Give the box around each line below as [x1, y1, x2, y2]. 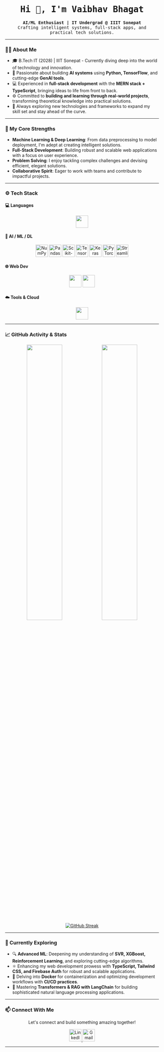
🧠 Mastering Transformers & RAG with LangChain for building [12, 984, 138, 990]
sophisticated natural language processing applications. [12, 989, 125, 995]
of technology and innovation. [12, 65, 73, 71]
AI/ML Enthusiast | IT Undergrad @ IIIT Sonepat [22, 20, 142, 26]
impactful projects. [12, 173, 50, 179]
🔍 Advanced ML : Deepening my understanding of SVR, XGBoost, [12, 951, 145, 957]
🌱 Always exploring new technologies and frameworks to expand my [12, 104, 150, 109]
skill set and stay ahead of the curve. [12, 108, 87, 114]
